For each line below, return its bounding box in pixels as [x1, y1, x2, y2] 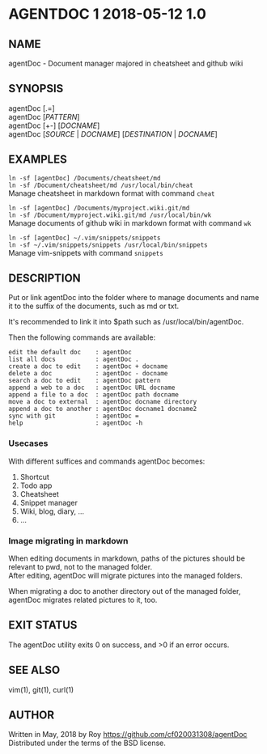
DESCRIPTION [8, 272, 81, 286]
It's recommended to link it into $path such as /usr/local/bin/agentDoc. [8, 317, 244, 327]
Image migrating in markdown [8, 535, 129, 546]
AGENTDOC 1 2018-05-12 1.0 [8, 5, 206, 23]
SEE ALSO [8, 663, 61, 677]
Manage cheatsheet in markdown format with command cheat [8, 188, 215, 198]
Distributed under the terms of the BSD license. [8, 738, 166, 748]
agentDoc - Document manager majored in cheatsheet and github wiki [8, 58, 244, 68]
